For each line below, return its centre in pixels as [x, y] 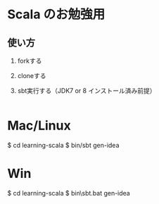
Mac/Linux [39, 126]
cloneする [32, 76]
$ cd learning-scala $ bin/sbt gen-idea [63, 145]
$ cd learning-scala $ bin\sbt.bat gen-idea [69, 193]
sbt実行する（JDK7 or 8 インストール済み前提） [87, 91]
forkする [30, 61]
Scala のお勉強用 [56, 14]
